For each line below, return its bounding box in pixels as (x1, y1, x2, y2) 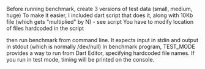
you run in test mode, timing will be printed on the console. (6, 56, 155, 63)
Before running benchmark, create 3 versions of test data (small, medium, (6, 5, 193, 12)
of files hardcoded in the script (6, 24, 84, 32)
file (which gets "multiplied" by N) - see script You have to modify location (6, 18, 194, 25)
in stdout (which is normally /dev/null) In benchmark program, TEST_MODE (6, 43, 196, 50)
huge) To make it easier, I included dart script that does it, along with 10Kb (6, 12, 193, 19)
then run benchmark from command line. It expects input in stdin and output (6, 37, 199, 43)
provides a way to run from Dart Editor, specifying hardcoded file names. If (6, 49, 195, 57)
